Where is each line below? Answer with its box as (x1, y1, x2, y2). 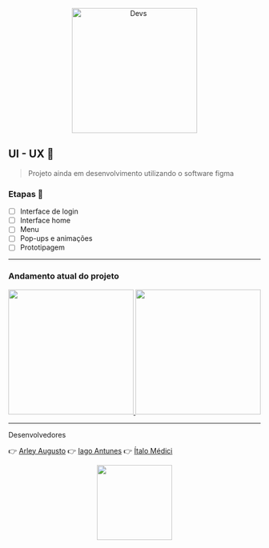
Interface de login (19, 206, 78, 216)
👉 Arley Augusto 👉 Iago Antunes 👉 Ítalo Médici (8, 446, 173, 455)
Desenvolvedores (8, 430, 66, 439)
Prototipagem (19, 242, 66, 252)
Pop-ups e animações (19, 234, 93, 243)
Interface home (19, 216, 70, 226)
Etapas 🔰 (8, 188, 44, 199)
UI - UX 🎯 (8, 147, 54, 161)
